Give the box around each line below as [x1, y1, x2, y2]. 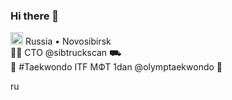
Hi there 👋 [10, 9, 60, 23]
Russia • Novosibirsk [24, 35, 112, 48]
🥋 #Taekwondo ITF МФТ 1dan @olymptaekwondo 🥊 [10, 61, 223, 73]
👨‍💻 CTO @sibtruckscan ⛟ [10, 47, 122, 59]
